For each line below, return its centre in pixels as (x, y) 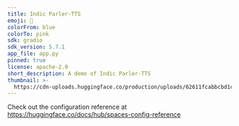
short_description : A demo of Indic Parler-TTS (79, 73)
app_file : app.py (33, 54)
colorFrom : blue (31, 27)
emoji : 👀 (20, 21)
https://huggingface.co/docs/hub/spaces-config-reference (94, 115)
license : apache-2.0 (38, 67)
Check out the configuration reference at (67, 107)
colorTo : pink (28, 34)
